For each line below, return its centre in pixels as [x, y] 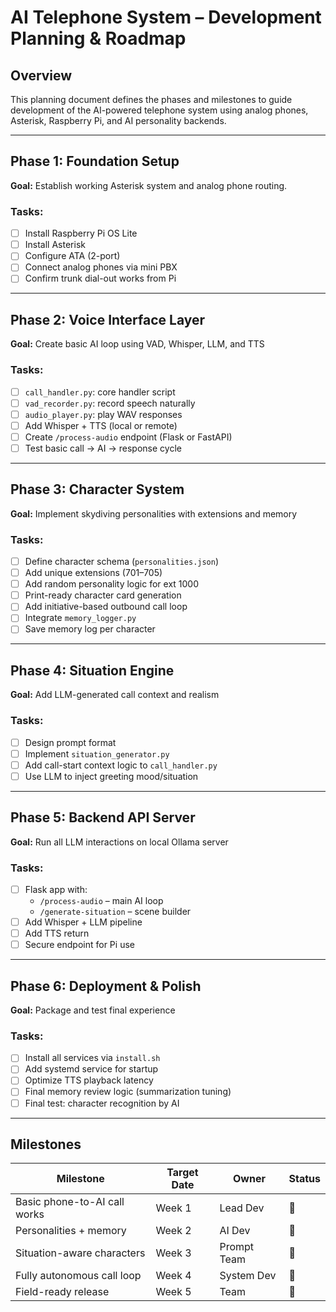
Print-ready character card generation [103, 595]
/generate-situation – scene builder [115, 911]
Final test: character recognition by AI [102, 1103]
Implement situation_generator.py [97, 753]
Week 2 [173, 1231]
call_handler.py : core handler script [100, 392]
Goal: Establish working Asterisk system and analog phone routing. [149, 185]
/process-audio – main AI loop [101, 900]
